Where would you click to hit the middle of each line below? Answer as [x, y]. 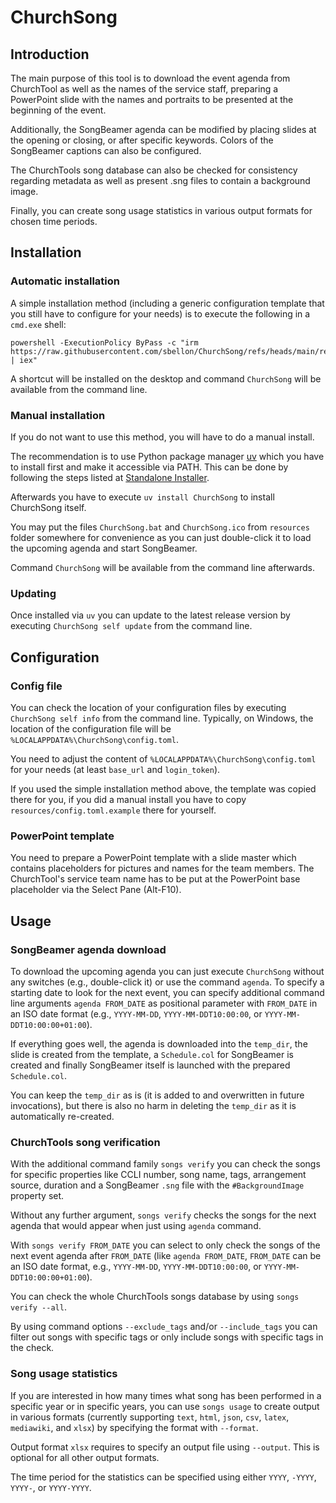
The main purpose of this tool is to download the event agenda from [150, 78]
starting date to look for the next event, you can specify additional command [167, 992]
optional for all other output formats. [85, 1457]
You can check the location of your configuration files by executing [148, 707]
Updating [33, 593]
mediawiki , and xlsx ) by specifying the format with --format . [134, 1427]
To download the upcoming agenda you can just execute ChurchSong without [167, 971]
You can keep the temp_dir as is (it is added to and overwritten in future [157, 1095]
